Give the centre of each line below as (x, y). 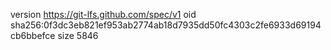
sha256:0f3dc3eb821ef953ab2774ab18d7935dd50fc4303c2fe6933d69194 (166, 25)
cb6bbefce (33, 35)
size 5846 (78, 35)
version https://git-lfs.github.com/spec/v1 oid (103, 14)
